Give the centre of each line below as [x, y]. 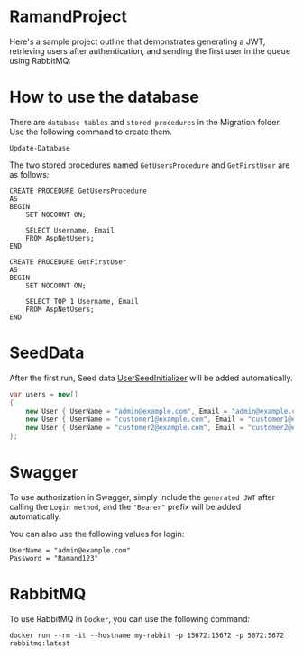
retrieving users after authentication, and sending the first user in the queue [150, 50]
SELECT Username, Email [70, 230]
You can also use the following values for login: [97, 534]
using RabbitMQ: [41, 60]
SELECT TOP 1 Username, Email [83, 301]
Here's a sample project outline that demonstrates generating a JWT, [138, 41]
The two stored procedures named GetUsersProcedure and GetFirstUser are [150, 165]
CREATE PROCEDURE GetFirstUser [68, 262]
